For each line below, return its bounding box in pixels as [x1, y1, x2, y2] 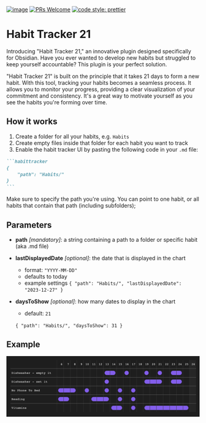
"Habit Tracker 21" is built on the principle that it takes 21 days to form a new [6, 72, 199, 80]
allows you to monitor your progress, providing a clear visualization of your [6, 85, 196, 93]
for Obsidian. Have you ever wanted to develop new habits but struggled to [6, 54, 196, 61]
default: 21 [24, 309, 51, 317]
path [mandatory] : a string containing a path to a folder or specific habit [15, 236, 198, 243]
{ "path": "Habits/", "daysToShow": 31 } [15, 322, 123, 328]
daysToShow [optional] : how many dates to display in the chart [15, 298, 176, 305]
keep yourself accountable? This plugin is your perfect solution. [6, 60, 167, 68]
